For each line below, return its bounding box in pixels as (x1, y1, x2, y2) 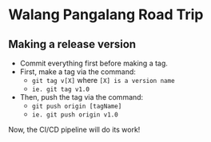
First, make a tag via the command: (19, 67, 136, 77)
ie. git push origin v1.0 (31, 111, 118, 119)
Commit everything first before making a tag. (19, 58, 168, 68)
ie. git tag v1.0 (31, 85, 90, 93)
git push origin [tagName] (31, 102, 122, 110)
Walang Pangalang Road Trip (8, 6, 204, 24)
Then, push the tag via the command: (19, 93, 144, 101)
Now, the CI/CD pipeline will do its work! (8, 125, 141, 134)
